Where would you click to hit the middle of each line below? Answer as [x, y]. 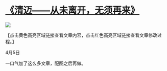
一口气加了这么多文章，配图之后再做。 [45, 63]
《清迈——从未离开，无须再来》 [73, 10]
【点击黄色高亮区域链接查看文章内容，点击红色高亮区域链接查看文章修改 [81, 35]
